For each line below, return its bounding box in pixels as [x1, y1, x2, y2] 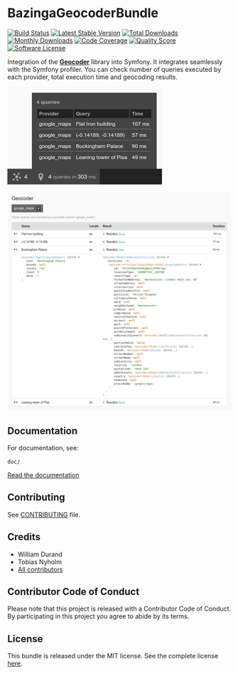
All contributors [17, 565, 63, 574]
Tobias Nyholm [17, 557, 63, 566]
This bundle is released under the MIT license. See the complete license [7, 652, 219, 660]
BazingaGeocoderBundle [7, 5, 158, 21]
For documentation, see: [7, 443, 80, 452]
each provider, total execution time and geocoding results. [7, 73, 178, 81]
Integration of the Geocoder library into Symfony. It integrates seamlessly [7, 57, 223, 66]
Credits [7, 531, 41, 543]
